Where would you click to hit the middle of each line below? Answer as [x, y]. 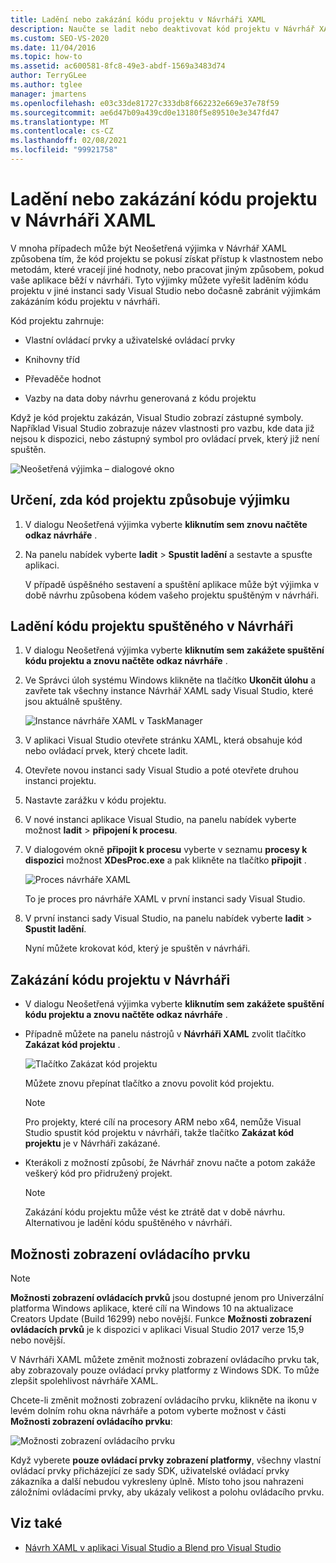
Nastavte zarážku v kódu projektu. [95, 800]
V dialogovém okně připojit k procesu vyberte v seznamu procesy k [166, 850]
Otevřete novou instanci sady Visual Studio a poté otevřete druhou [161, 770]
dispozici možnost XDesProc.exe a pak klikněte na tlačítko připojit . [165, 860]
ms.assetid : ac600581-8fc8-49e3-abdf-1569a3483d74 [118, 66]
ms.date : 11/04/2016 [53, 47]
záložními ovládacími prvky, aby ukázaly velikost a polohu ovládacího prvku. [167, 1492]
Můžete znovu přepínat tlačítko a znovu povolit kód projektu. [149, 1083]
